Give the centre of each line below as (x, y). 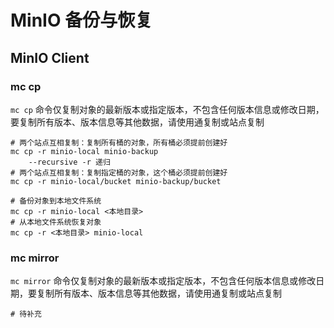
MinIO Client (50, 57)
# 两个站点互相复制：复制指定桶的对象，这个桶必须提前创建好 (119, 172)
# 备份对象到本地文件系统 (56, 201)
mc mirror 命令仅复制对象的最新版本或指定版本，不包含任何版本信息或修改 (163, 281)
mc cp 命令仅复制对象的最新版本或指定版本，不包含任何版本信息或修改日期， (167, 109)
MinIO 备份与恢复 (81, 20)
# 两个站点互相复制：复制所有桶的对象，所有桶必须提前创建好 (119, 142)
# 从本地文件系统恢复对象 (56, 222)
